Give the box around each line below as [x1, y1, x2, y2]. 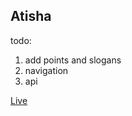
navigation [24, 64, 69, 76]
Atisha [10, 8, 52, 25]
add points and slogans [24, 54, 122, 66]
